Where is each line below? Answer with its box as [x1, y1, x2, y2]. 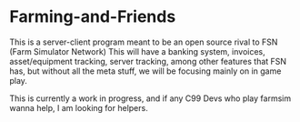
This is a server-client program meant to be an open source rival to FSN [9, 36, 278, 47]
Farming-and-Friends [9, 6, 176, 27]
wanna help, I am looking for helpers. [9, 102, 148, 113]
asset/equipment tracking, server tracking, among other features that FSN [9, 56, 287, 66]
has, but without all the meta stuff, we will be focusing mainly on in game [9, 66, 282, 76]
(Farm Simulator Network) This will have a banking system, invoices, [9, 46, 265, 56]
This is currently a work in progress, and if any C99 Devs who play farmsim [9, 93, 292, 104]
